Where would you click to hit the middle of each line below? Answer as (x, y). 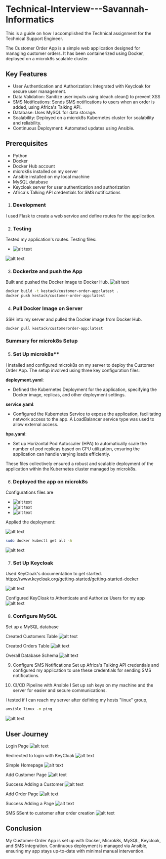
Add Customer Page (26, 775)
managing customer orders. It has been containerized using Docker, (75, 53)
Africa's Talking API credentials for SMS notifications (66, 192)
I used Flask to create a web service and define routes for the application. (81, 215)
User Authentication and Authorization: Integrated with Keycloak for (82, 86)
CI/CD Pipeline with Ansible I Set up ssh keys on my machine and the (83, 685)
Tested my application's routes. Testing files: (51, 239)
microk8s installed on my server (45, 171)
